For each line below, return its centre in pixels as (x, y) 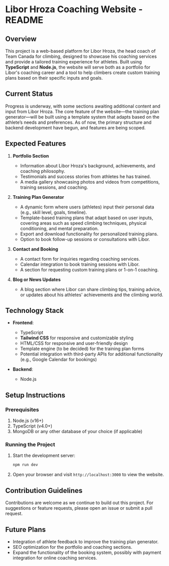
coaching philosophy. (43, 171)
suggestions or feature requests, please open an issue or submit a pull (79, 508)
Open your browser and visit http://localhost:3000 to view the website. (88, 475)
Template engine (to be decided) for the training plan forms (82, 349)
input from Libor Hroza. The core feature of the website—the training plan (82, 111)
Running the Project (30, 445)
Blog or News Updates (37, 279)
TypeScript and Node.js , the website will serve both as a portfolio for (78, 67)
